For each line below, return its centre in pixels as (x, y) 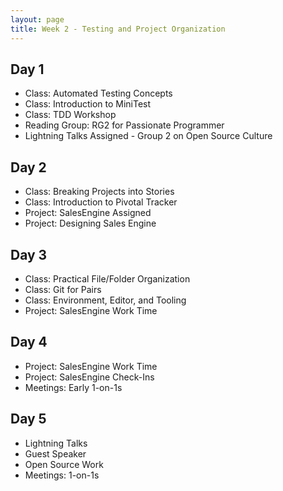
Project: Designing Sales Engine (90, 223)
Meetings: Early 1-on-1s (73, 387)
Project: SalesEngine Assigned (88, 213)
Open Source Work (64, 464)
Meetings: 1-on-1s (62, 475)
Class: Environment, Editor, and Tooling (105, 300)
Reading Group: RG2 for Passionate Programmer (124, 125)
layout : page (37, 19)
